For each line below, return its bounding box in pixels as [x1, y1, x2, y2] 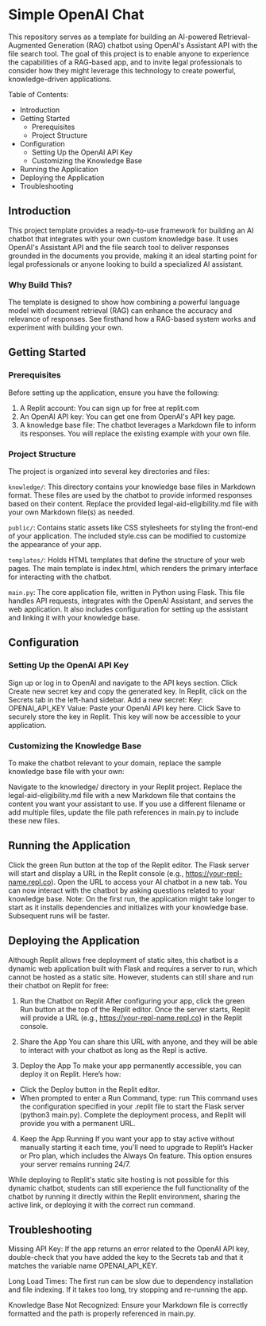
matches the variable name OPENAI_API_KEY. [8, 1261, 158, 1271]
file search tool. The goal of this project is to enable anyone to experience [8, 49, 249, 58]
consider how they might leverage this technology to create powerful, [8, 65, 236, 75]
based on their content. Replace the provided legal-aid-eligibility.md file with [8, 499, 259, 509]
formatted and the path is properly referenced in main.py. [8, 1308, 196, 1319]
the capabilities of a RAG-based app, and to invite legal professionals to [8, 57, 242, 67]
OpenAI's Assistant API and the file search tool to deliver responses [8, 242, 229, 252]
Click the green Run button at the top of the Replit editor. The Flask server [8, 860, 250, 870]
